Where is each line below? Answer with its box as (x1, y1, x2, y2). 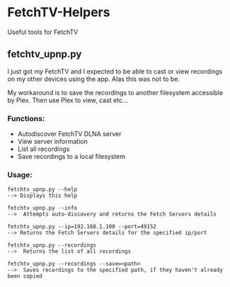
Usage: (7, 169, 33, 179)
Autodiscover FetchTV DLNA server (17, 130, 122, 138)
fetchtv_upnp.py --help (7, 186, 78, 193)
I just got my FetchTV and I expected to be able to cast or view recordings (7, 67, 223, 75)
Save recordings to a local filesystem (17, 152, 126, 161)
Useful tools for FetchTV (7, 28, 79, 36)
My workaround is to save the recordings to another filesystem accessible (7, 88, 224, 96)
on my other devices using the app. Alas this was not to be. (7, 74, 180, 83)
